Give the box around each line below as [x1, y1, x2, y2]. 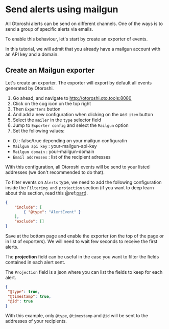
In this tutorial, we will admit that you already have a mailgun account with [5, 46, 161, 52]
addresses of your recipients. [5, 318, 67, 324]
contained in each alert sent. [5, 259, 65, 265]
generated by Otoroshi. [5, 85, 54, 91]
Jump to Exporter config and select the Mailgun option [12, 122, 129, 128]
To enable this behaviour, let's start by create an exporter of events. [5, 36, 148, 42]
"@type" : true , [7, 289, 40, 294]
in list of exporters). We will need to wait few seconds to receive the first [5, 238, 158, 244]
